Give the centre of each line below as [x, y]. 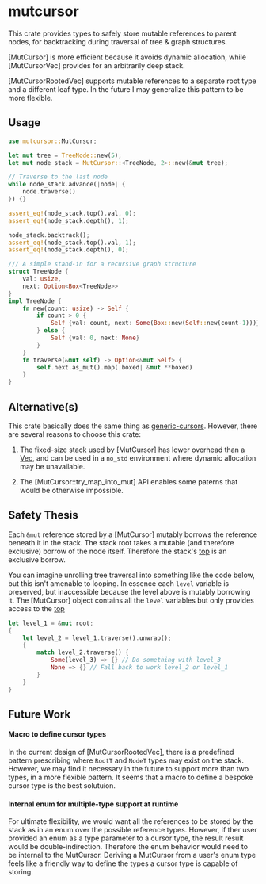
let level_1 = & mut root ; [51, 623]
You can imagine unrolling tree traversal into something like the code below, [131, 575]
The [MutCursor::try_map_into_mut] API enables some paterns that [129, 481]
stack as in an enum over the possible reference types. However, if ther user [133, 830]
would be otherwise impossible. [72, 490]
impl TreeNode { [35, 301]
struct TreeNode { [38, 272]
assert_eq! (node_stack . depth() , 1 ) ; [68, 220]
